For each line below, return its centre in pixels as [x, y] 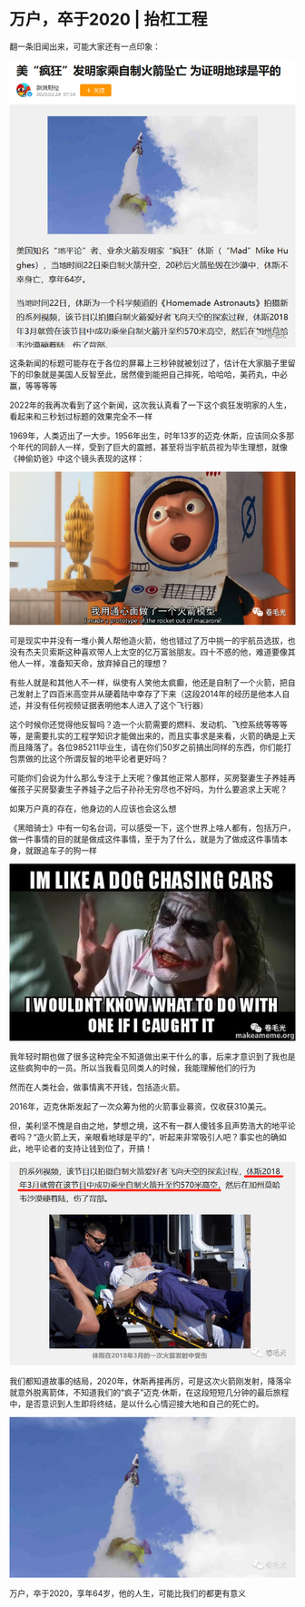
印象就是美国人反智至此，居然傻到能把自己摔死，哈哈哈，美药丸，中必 [156, 374]
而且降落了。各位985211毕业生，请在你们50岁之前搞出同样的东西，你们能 [147, 747]
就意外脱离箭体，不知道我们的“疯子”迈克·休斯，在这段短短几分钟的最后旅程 [149, 1392]
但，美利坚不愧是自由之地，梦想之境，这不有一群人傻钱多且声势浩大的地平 [148, 1126]
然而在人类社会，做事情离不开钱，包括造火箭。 [97, 1088]
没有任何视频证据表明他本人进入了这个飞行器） [121, 705]
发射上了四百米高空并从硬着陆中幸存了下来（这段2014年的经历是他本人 [150, 694]
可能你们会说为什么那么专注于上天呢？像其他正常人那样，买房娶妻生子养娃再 [152, 777]
